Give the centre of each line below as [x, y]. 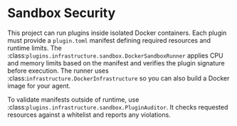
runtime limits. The [35, 48]
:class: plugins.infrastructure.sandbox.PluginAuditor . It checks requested [118, 107]
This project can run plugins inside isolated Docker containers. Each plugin [117, 33]
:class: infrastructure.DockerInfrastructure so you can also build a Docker [118, 78]
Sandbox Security [62, 13]
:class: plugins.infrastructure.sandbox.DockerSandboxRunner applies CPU [115, 56]
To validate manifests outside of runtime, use [73, 99]
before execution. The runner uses [58, 70]
